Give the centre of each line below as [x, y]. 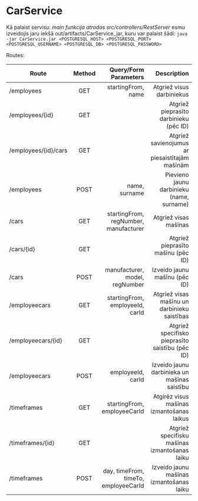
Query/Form [127, 70]
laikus [181, 418]
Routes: [15, 55]
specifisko [175, 333]
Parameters [128, 77]
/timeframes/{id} [32, 443]
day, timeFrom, [123, 471]
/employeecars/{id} [36, 340]
